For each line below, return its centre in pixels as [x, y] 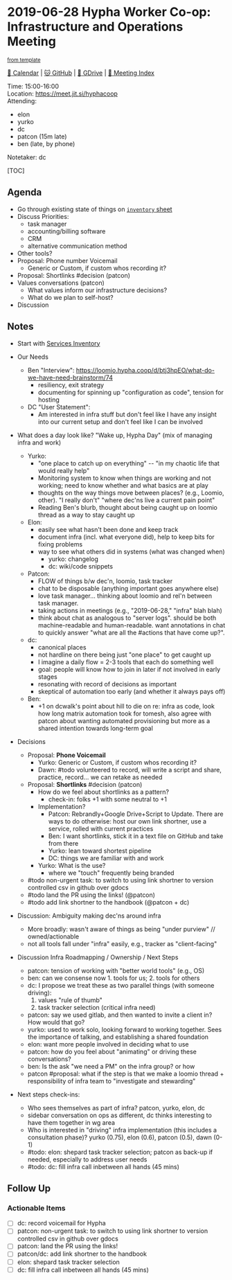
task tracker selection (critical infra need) [97, 1007]
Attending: [22, 100]
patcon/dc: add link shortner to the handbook [82, 1254]
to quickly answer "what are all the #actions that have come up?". [131, 632]
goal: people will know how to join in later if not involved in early [129, 669]
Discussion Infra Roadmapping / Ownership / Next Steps [98, 957]
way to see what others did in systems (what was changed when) [131, 551]
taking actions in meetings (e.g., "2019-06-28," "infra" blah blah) [130, 610]
